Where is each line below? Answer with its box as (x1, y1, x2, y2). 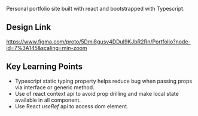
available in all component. (14, 96, 81, 104)
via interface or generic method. (14, 83, 95, 91)
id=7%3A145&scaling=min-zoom (6, 44, 88, 51)
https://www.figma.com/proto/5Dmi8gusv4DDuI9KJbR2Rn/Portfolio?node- (6, 38, 191, 45)
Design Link (6, 22, 51, 32)
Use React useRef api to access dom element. (14, 102, 129, 109)
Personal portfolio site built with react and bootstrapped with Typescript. (6, 5, 185, 12)
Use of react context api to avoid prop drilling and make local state (14, 90, 179, 97)
